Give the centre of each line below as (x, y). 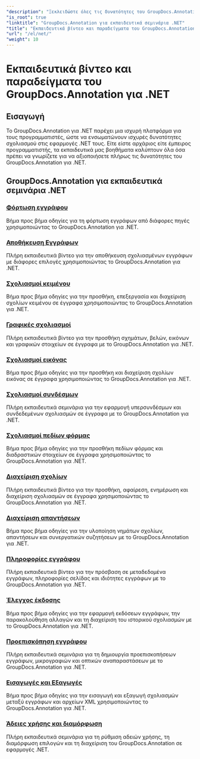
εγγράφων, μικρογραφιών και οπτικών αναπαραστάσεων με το (85, 660)
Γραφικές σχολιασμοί (39, 325)
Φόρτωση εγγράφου (37, 208)
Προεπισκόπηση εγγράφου (47, 641)
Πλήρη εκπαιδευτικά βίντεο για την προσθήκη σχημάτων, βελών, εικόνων (98, 337)
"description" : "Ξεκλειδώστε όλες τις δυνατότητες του (76, 12)
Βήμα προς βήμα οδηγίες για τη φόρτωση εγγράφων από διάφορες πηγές (98, 220)
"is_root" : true (26, 17)
